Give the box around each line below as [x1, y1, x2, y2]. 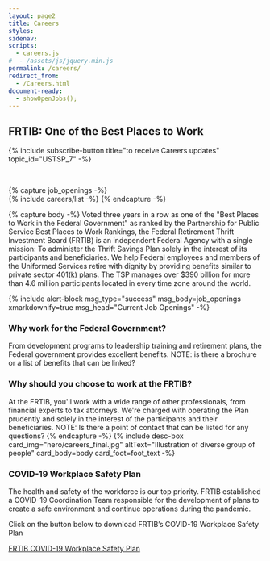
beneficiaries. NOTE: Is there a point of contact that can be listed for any [8, 422, 249, 432]
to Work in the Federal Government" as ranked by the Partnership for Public [8, 219, 260, 228]
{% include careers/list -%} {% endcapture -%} [8, 195, 167, 204]
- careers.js [15, 49, 60, 57]
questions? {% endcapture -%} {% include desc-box [8, 431, 184, 441]
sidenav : [8, 34, 38, 43]
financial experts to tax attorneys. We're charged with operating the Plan [8, 405, 249, 415]
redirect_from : [8, 72, 60, 80]
